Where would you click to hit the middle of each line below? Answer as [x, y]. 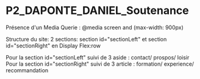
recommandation [27, 70]
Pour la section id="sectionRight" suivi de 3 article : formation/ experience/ [100, 64]
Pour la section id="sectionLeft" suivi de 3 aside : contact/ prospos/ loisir [98, 57]
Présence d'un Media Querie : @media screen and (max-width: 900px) [95, 27]
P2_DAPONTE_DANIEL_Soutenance [98, 11]
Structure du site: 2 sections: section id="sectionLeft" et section [86, 39]
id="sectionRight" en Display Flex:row [53, 46]
